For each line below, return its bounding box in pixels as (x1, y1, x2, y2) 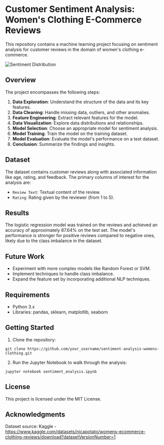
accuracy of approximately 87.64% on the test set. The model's (5, 227, 136, 233)
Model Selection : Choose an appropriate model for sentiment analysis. (12, 125, 159, 131)
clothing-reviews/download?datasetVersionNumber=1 (5, 434, 116, 440)
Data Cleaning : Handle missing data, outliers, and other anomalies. (12, 109, 151, 115)
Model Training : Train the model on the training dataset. (12, 131, 128, 137)
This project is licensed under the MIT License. (5, 396, 102, 402)
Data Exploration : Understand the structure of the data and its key (12, 99, 149, 105)
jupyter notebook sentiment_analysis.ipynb (5, 369, 97, 374)
